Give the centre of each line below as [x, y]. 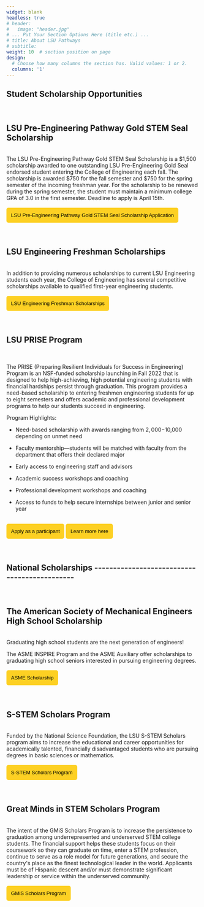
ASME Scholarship [32, 678]
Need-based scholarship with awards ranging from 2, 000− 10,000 [99, 430]
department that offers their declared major [70, 454]
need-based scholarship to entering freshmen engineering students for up [100, 393]
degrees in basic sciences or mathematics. [60, 755]
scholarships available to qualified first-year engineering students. [90, 286]
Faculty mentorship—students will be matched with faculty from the [101, 448]
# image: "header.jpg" [38, 29]
